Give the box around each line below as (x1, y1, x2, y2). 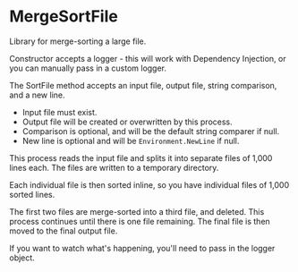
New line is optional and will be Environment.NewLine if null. (21, 135, 240, 146)
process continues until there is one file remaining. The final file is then (9, 216, 270, 226)
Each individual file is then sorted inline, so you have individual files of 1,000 (9, 179, 289, 190)
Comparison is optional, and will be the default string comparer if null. (21, 125, 280, 136)
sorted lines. (9, 189, 55, 200)
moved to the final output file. (9, 225, 118, 236)
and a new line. (9, 89, 65, 100)
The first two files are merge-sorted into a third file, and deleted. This (9, 206, 265, 217)
